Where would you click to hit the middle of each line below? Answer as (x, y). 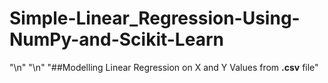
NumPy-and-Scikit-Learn (116, 39)
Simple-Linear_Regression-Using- (155, 18)
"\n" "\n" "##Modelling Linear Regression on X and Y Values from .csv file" (164, 67)
